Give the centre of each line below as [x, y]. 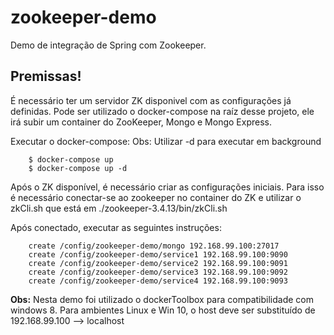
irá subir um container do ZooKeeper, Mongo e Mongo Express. [141, 122]
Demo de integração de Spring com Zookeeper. [108, 45]
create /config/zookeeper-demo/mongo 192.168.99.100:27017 [154, 246]
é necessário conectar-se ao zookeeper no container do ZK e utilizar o [156, 197]
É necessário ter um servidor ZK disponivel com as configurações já [151, 100]
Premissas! [46, 76]
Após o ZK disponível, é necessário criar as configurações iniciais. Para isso [167, 187]
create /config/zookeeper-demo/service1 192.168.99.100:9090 [158, 254]
